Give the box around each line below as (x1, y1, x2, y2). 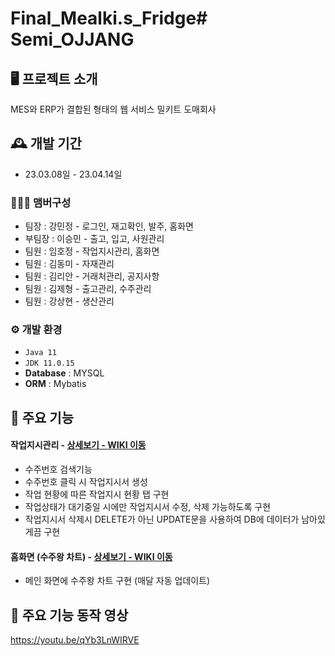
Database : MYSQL (24, 367, 105, 379)
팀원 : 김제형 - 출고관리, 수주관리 (24, 283, 152, 295)
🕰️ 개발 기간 (10, 135, 82, 152)
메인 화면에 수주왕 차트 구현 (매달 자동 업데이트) (24, 575, 211, 587)
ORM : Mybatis (24, 378, 87, 390)
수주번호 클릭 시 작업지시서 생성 (24, 476, 148, 487)
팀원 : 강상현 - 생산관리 (24, 295, 115, 307)
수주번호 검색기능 (24, 463, 93, 475)
